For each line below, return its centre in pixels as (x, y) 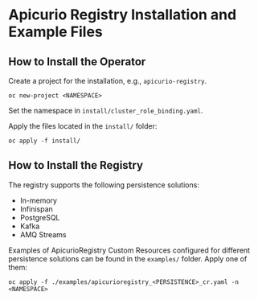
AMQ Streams (43, 234)
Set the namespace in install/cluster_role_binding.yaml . (106, 111)
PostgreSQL (40, 217)
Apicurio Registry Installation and (123, 15)
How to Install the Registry (76, 165)
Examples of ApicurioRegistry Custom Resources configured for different (129, 250)
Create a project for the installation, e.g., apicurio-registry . (108, 81)
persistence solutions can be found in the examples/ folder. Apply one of (128, 258)
